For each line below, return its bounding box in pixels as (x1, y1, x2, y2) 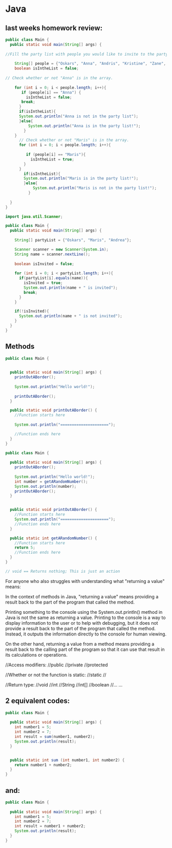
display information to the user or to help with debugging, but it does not (5, 620, 158, 626)
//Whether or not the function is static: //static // (5, 672, 106, 678)
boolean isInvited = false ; (14, 261, 74, 267)
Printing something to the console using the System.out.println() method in (5, 609, 163, 615)
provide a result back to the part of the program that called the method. (5, 625, 156, 631)
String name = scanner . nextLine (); (14, 252, 91, 257)
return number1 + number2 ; (14, 762, 72, 767)
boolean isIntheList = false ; (14, 66, 79, 71)
